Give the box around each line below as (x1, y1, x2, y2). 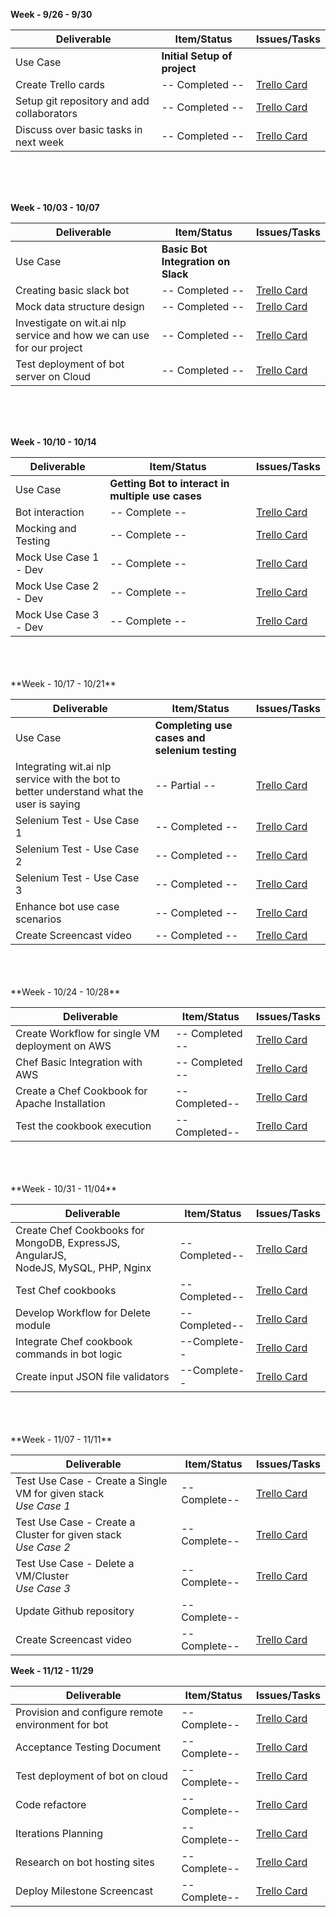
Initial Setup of (161, 49, 233, 63)
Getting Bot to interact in (109, 477, 230, 490)
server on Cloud (15, 370, 92, 383)
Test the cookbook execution (15, 1119, 152, 1133)
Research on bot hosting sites (15, 1855, 155, 1869)
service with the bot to (15, 772, 121, 786)
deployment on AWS (15, 1039, 112, 1053)
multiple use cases (109, 489, 202, 503)
